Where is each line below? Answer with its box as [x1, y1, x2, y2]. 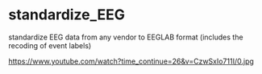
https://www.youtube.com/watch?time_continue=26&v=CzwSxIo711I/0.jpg [8, 56, 254, 66]
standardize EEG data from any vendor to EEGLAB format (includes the [8, 32, 243, 42]
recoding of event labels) [8, 40, 92, 50]
